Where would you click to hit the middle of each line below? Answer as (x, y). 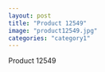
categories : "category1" (49, 38)
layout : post (30, 16)
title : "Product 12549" (48, 23)
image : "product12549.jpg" (53, 30)
